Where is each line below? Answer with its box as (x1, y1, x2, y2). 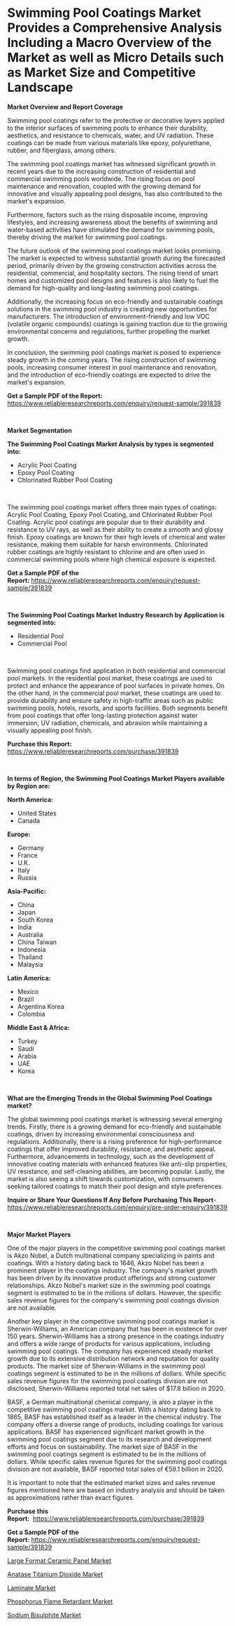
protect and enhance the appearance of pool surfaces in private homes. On (7, 681, 225, 690)
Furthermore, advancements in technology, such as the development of (7, 1152, 214, 1160)
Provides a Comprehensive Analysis (7, 20, 222, 36)
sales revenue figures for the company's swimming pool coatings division (7, 1296, 220, 1304)
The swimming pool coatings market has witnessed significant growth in (7, 159, 216, 168)
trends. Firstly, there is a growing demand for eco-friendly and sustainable (7, 1122, 222, 1131)
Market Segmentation (7, 426, 72, 434)
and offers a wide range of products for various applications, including (7, 1339, 211, 1348)
